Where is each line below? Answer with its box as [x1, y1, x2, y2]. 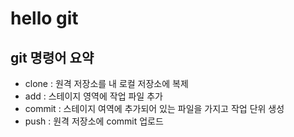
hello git [10, 7, 79, 30]
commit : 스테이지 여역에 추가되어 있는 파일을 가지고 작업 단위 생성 [24, 103, 285, 114]
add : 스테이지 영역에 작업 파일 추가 [24, 90, 163, 102]
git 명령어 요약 [10, 49, 95, 66]
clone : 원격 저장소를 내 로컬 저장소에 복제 [24, 78, 189, 89]
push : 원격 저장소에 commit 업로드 [24, 115, 164, 127]
